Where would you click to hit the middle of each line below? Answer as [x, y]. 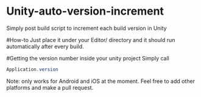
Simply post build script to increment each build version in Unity [86, 28]
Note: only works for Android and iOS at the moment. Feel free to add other [100, 81]
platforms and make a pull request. [50, 87]
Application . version [33, 69]
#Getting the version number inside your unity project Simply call [88, 58]
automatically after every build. [45, 46]
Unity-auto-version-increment [85, 11]
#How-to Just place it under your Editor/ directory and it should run [91, 40]
